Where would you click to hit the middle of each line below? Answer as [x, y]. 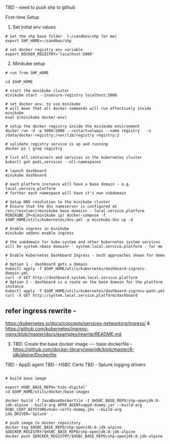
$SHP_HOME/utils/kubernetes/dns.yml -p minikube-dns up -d [69, 220]
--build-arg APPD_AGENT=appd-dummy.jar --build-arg [86, 405]
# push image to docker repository [43, 423]
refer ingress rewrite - [41, 311]
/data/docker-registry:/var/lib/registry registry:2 [62, 135]
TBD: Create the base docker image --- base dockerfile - [72, 344]
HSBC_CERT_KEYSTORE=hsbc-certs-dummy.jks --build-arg [64, 409]
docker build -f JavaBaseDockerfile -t [48, 401]
